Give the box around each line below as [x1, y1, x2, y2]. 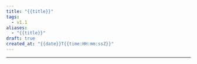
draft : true [6, 35, 35, 41]
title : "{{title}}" [6, 8, 54, 15]
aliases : [6, 24, 28, 31]
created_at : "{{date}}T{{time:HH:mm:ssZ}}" [6, 41, 114, 47]
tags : [6, 14, 19, 20]
